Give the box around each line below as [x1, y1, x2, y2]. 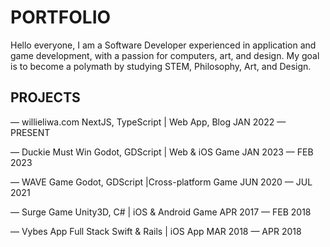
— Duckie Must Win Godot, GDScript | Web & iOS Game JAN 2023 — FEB [10, 146, 314, 158]
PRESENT [10, 126, 51, 138]
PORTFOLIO [10, 6, 112, 29]
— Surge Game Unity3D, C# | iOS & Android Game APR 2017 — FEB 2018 [10, 206, 312, 218]
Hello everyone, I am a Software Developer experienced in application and [10, 39, 317, 51]
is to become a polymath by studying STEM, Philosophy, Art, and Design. [10, 60, 312, 72]
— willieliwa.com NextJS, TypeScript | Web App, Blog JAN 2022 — [10, 116, 287, 128]
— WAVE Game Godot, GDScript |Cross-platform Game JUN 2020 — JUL [10, 176, 313, 188]
